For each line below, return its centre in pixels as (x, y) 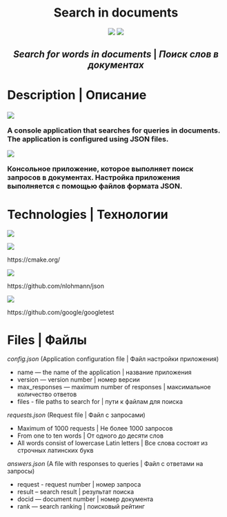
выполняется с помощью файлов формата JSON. (95, 186)
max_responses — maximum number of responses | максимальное (114, 387)
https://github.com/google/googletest (61, 312)
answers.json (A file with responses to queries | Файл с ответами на (105, 464)
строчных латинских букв (55, 451)
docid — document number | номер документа (85, 499)
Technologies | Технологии (88, 214)
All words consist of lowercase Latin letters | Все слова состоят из (112, 443)
